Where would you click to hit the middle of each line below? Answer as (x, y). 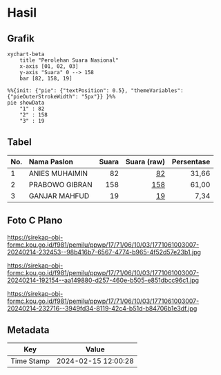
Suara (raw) (145, 162)
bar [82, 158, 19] (46, 78)
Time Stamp (30, 361)
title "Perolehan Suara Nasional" (69, 60)
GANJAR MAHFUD (59, 195)
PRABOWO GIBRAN (60, 184)
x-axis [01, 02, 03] (49, 67)
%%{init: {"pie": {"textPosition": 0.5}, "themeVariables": (96, 91)
